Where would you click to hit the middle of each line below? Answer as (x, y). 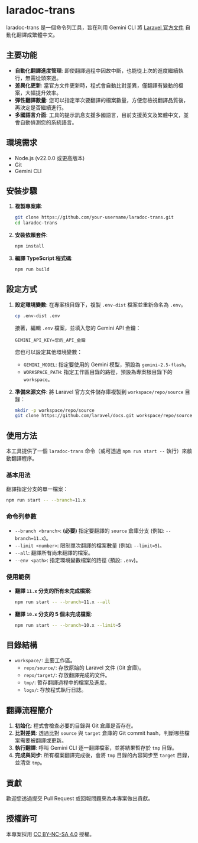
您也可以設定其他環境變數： (48, 351)
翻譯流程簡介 (30, 710)
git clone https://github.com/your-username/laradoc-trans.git (94, 217)
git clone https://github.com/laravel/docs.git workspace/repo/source (103, 416)
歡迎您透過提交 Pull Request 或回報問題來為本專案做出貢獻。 (80, 799)
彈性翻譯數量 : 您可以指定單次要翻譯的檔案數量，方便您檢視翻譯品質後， (102, 100)
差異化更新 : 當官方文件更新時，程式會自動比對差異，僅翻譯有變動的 (96, 85)
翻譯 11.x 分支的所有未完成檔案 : (53, 591)
